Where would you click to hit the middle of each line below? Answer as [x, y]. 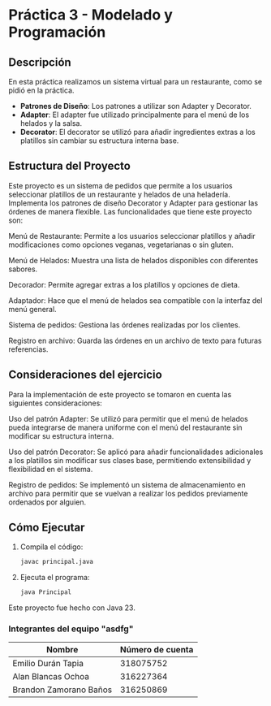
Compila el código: [52, 547]
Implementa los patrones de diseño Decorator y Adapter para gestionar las [133, 203]
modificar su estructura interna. [61, 435]
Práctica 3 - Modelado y [90, 15]
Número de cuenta [157, 650]
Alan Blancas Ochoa [51, 677]
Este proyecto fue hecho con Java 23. [72, 608]
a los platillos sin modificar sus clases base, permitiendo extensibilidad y [130, 460]
